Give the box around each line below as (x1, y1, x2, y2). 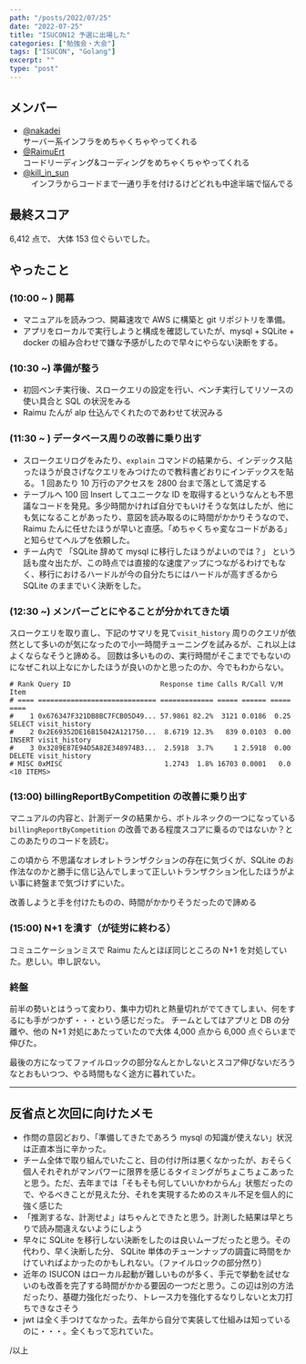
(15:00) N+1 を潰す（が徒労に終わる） (9, 922, 176, 935)
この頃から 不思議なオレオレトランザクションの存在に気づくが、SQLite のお (9, 855, 294, 866)
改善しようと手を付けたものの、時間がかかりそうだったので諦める (9, 897, 257, 908)
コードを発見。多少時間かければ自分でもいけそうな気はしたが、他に (38, 500, 294, 511)
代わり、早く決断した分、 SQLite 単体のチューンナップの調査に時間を (22, 1246, 284, 1256)
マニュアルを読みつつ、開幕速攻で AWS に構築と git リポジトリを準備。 (22, 314, 291, 325)
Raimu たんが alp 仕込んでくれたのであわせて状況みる (22, 407, 224, 418)
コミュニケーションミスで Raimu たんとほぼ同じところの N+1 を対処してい (9, 944, 288, 955)
